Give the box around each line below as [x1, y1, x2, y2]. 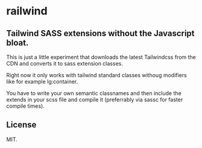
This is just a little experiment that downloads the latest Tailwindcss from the [6, 54, 196, 61]
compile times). [6, 102, 45, 109]
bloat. [6, 37, 29, 48]
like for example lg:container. [6, 78, 78, 85]
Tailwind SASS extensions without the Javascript [6, 28, 195, 39]
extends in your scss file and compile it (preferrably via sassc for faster [6, 96, 183, 103]
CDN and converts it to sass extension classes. [6, 60, 124, 67]
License [6, 120, 37, 130]
